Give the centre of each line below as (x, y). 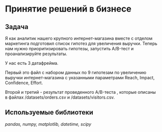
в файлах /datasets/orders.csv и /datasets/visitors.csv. (60, 97)
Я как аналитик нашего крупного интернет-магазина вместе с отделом (79, 38)
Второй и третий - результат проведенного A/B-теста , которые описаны (81, 92)
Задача (17, 27)
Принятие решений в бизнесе (68, 9)
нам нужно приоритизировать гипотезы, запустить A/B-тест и (69, 49)
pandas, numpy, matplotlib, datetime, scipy (48, 124)
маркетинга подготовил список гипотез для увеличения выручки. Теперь (81, 44)
